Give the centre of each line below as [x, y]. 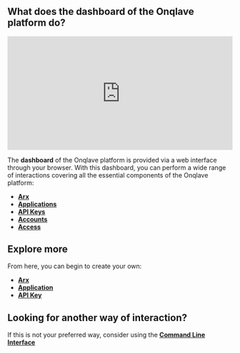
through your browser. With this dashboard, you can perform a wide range [117, 168]
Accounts [32, 219]
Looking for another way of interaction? [97, 318]
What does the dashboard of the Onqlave [101, 12]
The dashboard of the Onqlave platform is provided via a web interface [112, 160]
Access [29, 227]
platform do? [36, 23]
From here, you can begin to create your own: [75, 266]
